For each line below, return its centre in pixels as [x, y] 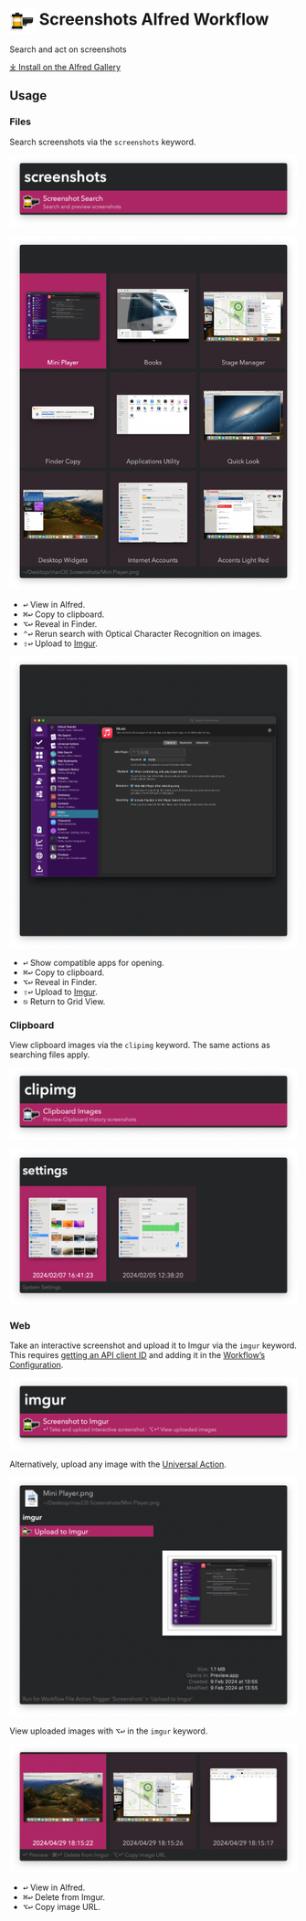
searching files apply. [50, 1055]
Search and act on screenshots [68, 49]
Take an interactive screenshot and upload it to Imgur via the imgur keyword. [153, 1345]
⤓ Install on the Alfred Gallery [65, 67]
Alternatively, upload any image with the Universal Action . [118, 1464]
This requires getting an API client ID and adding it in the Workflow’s [137, 1354]
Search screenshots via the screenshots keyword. [103, 142]
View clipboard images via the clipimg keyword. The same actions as [140, 1045]
